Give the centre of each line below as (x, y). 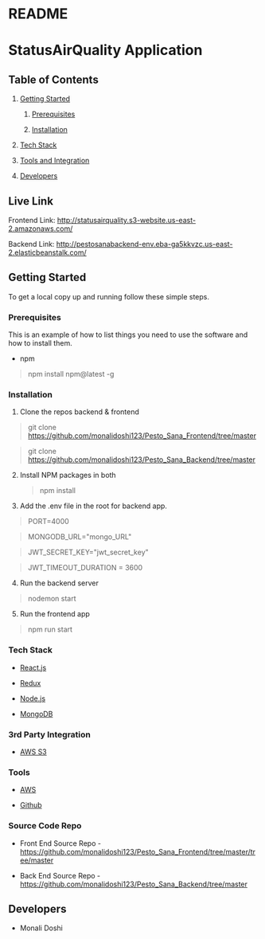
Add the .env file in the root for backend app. (93, 506)
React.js (33, 667)
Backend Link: (31, 244)
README (38, 14)
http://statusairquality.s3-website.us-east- (127, 220)
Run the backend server (59, 583)
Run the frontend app (55, 614)
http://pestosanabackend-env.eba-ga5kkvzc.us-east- (144, 244)
